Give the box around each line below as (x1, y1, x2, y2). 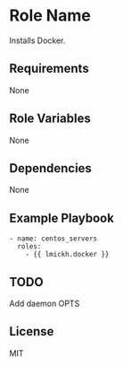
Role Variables (9, 111, 91, 126)
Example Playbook (9, 210, 114, 225)
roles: (17, 242, 42, 251)
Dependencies (9, 161, 92, 176)
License (9, 324, 54, 339)
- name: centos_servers (9, 234, 98, 243)
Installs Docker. (9, 35, 66, 46)
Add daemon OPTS (9, 298, 80, 309)
